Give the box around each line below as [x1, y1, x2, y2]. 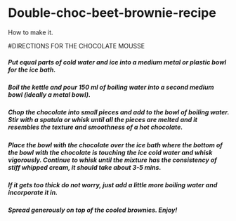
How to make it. [8, 28, 53, 36]
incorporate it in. [8, 188, 58, 197]
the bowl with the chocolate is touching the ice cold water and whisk [8, 148, 213, 156]
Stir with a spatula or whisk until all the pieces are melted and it [8, 116, 197, 124]
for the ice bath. [8, 65, 56, 74]
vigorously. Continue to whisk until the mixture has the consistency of [8, 156, 217, 164]
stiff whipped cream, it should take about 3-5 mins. [8, 163, 162, 171]
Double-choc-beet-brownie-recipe [8, 5, 216, 21]
